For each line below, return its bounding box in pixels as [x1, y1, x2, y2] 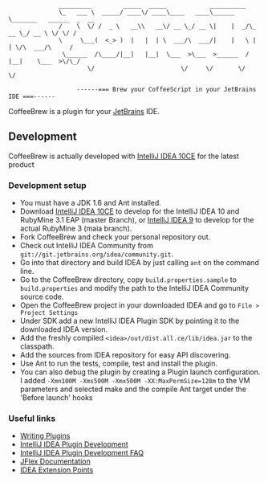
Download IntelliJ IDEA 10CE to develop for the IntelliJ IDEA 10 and [19, 206, 240, 216]
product [8, 159, 35, 170]
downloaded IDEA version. [19, 325, 108, 334]
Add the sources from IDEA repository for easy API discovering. [19, 350, 231, 360]
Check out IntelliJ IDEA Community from [19, 241, 154, 251]
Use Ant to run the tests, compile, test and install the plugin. [19, 359, 218, 369]
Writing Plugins [19, 431, 71, 441]
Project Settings [19, 309, 79, 317]
